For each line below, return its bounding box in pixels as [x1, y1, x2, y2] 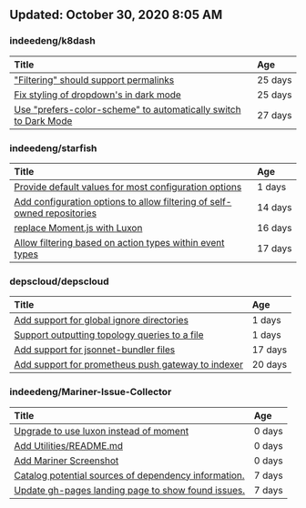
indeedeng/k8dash [9, 35, 96, 47]
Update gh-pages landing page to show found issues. [14, 483, 246, 496]
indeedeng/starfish [9, 141, 97, 154]
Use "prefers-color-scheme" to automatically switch [14, 103, 241, 116]
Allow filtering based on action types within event [14, 236, 225, 249]
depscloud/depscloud [9, 275, 109, 288]
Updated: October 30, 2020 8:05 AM [9, 7, 223, 23]
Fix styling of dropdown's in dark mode [14, 88, 182, 101]
